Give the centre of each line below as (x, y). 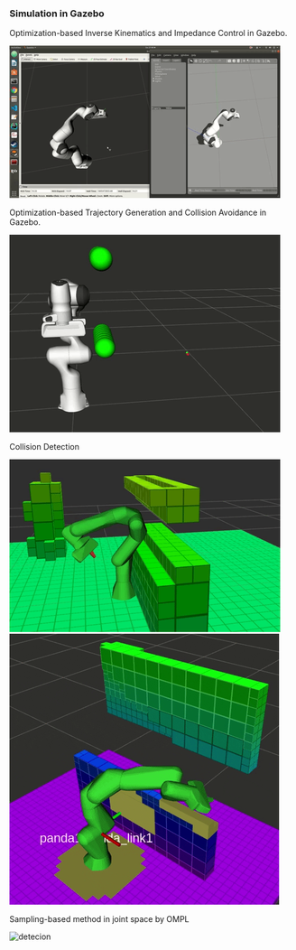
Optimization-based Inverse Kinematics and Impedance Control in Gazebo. (148, 33)
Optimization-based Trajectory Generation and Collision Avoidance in (138, 213)
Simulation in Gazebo (57, 14)
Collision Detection (44, 447)
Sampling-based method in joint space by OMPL (99, 919)
